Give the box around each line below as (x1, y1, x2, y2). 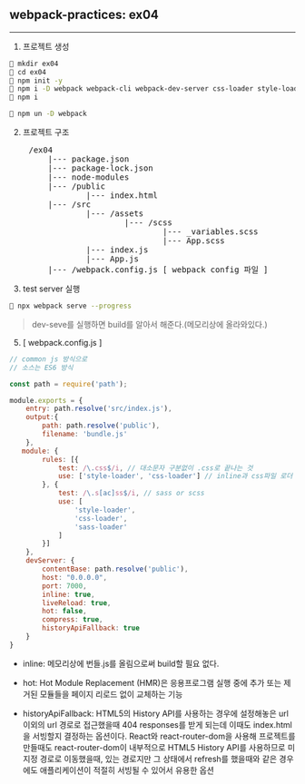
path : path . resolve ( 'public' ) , (42, 421, 161, 430)
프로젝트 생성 (22, 41, 70, 52)
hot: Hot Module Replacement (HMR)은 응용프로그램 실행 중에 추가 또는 (22, 677, 282, 688)
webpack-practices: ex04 (9, 7, 159, 23)
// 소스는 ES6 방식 (9, 363, 74, 372)
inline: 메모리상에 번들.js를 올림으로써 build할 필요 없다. (22, 658, 220, 669)
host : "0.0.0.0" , (42, 573, 107, 582)
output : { (25, 413, 59, 422)
